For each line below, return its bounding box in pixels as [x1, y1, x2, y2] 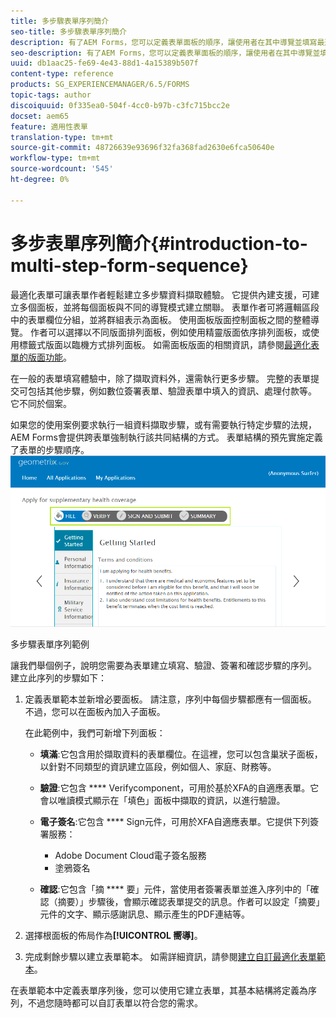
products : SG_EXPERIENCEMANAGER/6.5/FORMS [10, 80, 190, 90]
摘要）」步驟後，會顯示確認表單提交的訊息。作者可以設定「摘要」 [57, 895, 325, 907]
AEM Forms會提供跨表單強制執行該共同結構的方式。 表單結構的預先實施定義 [10, 431, 323, 443]
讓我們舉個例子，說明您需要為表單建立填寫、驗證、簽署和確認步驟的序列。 [10, 659, 317, 671]
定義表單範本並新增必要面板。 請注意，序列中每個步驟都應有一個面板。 [24, 693, 317, 705]
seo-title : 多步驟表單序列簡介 [10, 26, 127, 37]
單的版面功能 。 [10, 351, 72, 363]
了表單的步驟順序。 [10, 443, 90, 455]
